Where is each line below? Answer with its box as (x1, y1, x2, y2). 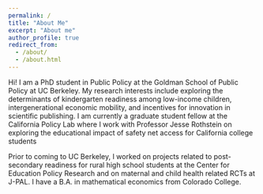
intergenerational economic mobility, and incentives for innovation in (8, 102, 231, 112)
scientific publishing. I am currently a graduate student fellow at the (8, 111, 227, 120)
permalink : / (8, 11, 51, 20)
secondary (8, 160, 43, 169)
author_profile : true (8, 33, 80, 42)
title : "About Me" (8, 19, 69, 27)
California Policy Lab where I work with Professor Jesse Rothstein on (8, 120, 232, 129)
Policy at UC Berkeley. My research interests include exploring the (8, 86, 224, 95)
